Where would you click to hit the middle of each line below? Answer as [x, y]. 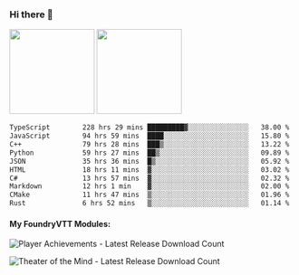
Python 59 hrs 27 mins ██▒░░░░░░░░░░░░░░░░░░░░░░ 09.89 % [149, 153]
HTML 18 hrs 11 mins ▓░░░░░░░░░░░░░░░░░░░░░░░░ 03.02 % [149, 170]
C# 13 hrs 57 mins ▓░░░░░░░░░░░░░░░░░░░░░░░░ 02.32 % [149, 178]
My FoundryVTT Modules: [60, 223]
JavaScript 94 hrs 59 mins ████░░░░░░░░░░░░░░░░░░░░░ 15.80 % [149, 136]
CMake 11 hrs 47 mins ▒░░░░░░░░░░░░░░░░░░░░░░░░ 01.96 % [149, 195]
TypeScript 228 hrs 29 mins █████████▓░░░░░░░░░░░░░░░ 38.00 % [149, 128]
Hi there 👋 [32, 14]
